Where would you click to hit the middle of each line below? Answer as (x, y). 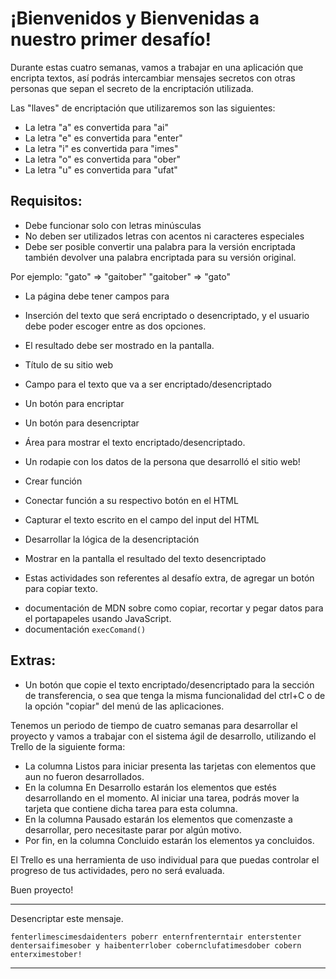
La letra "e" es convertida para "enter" (103, 138)
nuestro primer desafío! (111, 39)
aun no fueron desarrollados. (84, 776)
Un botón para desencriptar (82, 423)
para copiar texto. (61, 588)
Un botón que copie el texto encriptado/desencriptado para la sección (169, 684)
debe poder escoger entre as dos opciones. (115, 326)
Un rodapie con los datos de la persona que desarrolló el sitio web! (162, 461)
